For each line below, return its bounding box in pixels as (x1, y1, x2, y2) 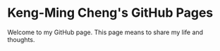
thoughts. (7, 35, 35, 43)
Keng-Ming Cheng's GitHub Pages (7, 5, 214, 21)
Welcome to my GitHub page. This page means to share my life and (7, 28, 203, 36)
